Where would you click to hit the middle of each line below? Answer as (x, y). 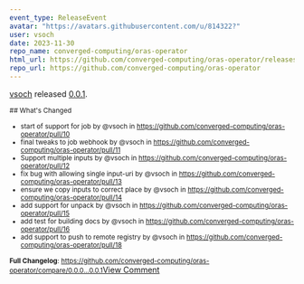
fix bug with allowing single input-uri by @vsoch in (99, 174)
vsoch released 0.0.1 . (48, 94)
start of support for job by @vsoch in (78, 126)
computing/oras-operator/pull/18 (71, 245)
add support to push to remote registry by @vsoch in (103, 237)
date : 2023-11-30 (42, 43)
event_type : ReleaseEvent (58, 18)
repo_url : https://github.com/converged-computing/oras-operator (135, 69)
